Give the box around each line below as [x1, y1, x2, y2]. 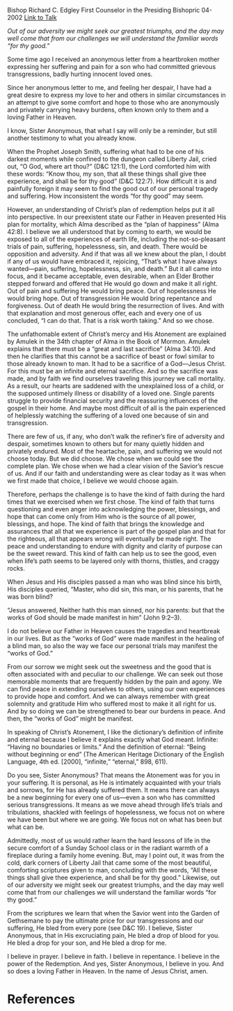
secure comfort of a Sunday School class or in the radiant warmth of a [7, 844, 209, 852]
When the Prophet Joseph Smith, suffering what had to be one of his [7, 148, 204, 155]
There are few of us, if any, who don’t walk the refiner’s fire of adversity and [7, 432, 225, 440]
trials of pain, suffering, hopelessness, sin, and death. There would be [7, 242, 207, 250]
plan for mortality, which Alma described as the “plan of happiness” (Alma [7, 220, 219, 229]
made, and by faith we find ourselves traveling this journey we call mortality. [7, 374, 225, 383]
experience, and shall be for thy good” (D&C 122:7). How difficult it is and [7, 177, 217, 185]
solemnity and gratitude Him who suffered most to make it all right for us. [7, 700, 217, 708]
